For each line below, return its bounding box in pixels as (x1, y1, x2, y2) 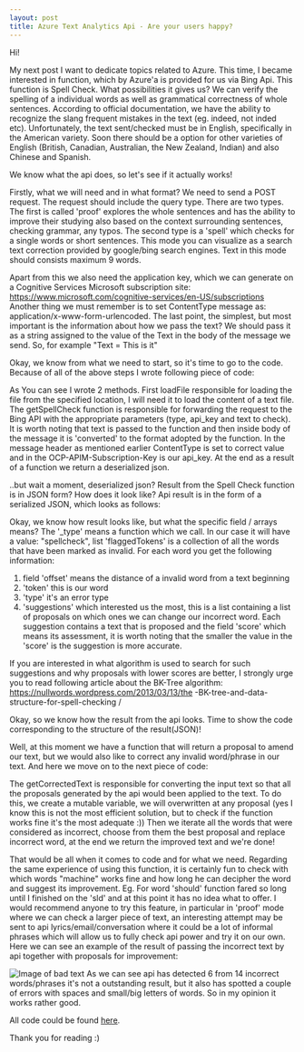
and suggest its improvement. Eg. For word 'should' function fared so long (9, 883, 288, 894)
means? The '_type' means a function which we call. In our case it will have (9, 526, 290, 536)
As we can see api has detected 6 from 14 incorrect (85, 967, 279, 978)
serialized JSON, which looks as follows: (9, 498, 162, 509)
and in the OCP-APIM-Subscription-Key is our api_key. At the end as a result (9, 452, 295, 463)
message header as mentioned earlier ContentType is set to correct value (9, 442, 285, 453)
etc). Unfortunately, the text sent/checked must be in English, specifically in (9, 122, 292, 133)
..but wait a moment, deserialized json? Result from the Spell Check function (9, 479, 295, 490)
